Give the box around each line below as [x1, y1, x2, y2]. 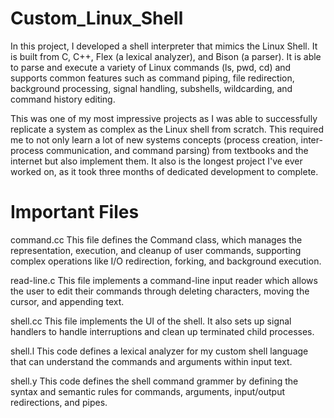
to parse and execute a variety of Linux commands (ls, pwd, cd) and [10, 61, 292, 73]
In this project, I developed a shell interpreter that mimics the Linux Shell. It [10, 40, 318, 52]
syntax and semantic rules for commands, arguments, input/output [10, 385, 285, 397]
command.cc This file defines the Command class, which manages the [10, 233, 303, 246]
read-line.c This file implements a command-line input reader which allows [10, 274, 318, 286]
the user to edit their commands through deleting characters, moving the [10, 285, 310, 297]
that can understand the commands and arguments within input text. [10, 355, 293, 367]
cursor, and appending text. [10, 295, 125, 307]
